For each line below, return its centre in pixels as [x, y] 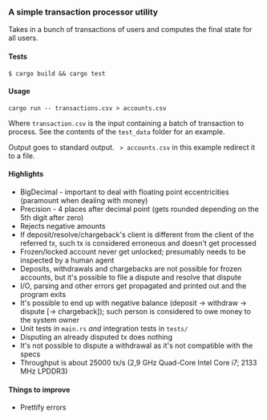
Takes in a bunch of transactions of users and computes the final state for [130, 30]
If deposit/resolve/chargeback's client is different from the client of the [137, 234]
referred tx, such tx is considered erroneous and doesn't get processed [138, 243]
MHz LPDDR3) [44, 371]
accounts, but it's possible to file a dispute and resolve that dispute [131, 277]
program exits [43, 294]
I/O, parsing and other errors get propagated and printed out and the [133, 285]
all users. [23, 38]
